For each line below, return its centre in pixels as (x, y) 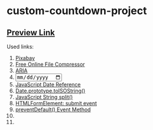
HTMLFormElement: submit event (56, 104)
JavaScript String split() (44, 97)
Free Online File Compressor (50, 64)
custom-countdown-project (77, 11)
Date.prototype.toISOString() (50, 91)
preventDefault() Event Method (53, 109)
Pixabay (25, 58)
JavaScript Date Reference (48, 85)
